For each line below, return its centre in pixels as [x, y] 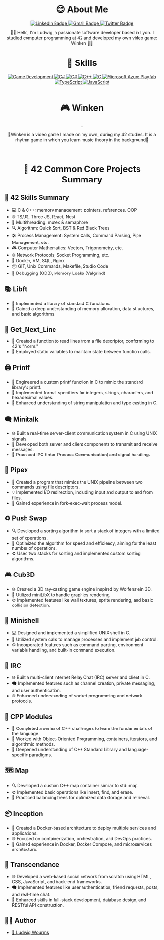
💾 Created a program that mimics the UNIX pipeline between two [77, 482]
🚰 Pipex [16, 470]
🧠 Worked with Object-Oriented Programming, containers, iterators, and [84, 739]
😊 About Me [82, 10]
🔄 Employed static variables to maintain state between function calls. [81, 352]
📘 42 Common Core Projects [82, 169]
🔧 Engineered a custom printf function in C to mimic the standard [77, 382]
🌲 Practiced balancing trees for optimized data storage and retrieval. [81, 797]
